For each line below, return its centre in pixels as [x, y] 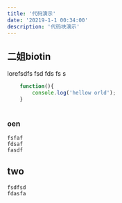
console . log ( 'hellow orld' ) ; [74, 93]
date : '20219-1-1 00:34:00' [48, 20]
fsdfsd [17, 187]
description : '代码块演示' [43, 26]
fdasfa [17, 193]
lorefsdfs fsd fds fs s [37, 74]
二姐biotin [29, 56]
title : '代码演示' [32, 14]
